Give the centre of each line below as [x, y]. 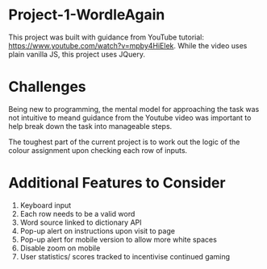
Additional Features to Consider [117, 183]
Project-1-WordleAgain [87, 15]
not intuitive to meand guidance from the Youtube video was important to [130, 118]
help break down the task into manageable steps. [90, 126]
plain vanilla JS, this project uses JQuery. [77, 54]
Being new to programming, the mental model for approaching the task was [134, 109]
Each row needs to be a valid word [77, 213]
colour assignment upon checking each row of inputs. [98, 150]
